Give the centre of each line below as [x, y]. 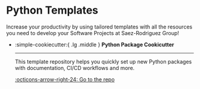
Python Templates [52, 10]
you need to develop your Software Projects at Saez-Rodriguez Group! [93, 33]
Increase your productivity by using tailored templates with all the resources [99, 27]
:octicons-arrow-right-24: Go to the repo [65, 79]
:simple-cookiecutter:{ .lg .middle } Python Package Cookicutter [94, 44]
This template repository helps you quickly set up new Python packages [103, 61]
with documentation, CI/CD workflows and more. [75, 68]
